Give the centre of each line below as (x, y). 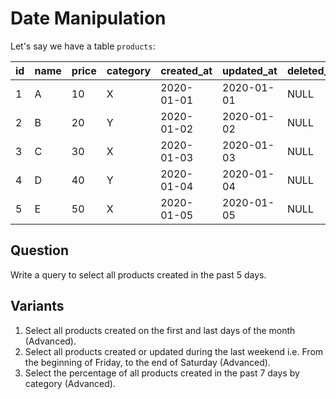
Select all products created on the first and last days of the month (160, 330)
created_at (186, 70)
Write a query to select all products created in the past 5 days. (138, 274)
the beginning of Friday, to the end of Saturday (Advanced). (147, 362)
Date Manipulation (88, 18)
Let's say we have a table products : (83, 46)
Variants (37, 306)
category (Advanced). (70, 383)
